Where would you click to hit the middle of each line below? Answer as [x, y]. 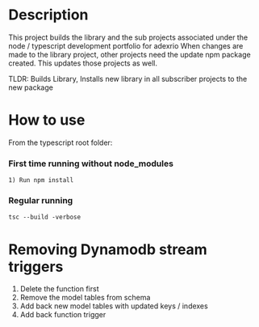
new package [31, 87]
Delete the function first [59, 289]
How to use [47, 120]
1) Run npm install [41, 180]
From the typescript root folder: [61, 142]
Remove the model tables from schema [85, 298]
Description [48, 15]
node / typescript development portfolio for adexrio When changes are [126, 45]
